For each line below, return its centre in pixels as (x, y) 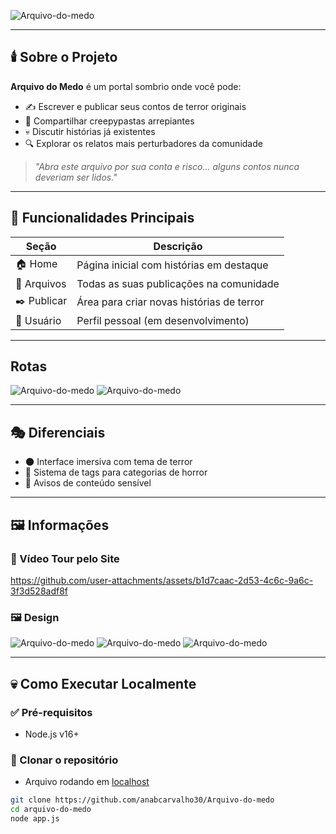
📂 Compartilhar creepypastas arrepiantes (109, 121)
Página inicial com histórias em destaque (172, 265)
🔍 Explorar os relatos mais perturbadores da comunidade (143, 143)
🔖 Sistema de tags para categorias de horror (116, 472)
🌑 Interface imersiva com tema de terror (108, 462)
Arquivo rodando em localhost (87, 782)
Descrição (178, 246)
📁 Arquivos (41, 283)
